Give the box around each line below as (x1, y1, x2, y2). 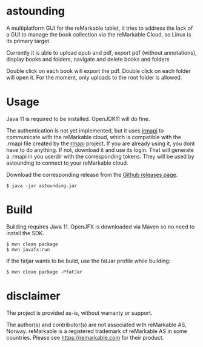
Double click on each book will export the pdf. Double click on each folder (6, 67, 191, 74)
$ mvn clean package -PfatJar (6, 269, 83, 275)
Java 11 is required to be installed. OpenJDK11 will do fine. (6, 115, 150, 122)
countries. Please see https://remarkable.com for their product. (6, 334, 164, 341)
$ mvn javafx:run (6, 246, 50, 253)
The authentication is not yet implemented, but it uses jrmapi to (6, 126, 164, 134)
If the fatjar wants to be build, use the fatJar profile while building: (6, 257, 171, 264)
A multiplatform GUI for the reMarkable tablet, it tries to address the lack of (6, 24, 193, 32)
